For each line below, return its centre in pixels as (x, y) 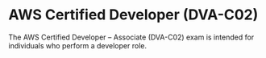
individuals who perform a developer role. (78, 45)
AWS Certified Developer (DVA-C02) (133, 15)
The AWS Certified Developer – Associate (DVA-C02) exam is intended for (131, 37)
